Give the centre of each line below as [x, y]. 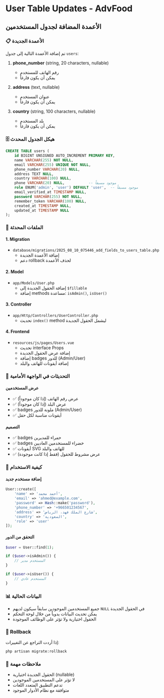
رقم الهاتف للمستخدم [39, 72]
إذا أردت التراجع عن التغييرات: [32, 643]
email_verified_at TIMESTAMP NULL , [51, 192]
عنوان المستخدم [35, 97]
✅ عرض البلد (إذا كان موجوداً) [39, 404]
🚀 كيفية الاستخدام [24, 467]
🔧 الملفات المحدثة [24, 228]
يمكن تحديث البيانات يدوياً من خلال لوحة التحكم [55, 614]
